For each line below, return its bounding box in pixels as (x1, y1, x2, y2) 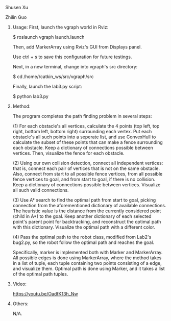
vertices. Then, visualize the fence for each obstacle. (12, 150, 125, 156)
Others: (12, 301, 29, 307)
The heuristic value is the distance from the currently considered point (12, 208, 161, 214)
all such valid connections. (12, 187, 69, 193)
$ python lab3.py (12, 93, 48, 99)
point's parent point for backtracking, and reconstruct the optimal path (12, 219, 161, 225)
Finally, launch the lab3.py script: (12, 84, 83, 89)
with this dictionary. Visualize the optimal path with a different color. (12, 224, 156, 230)
